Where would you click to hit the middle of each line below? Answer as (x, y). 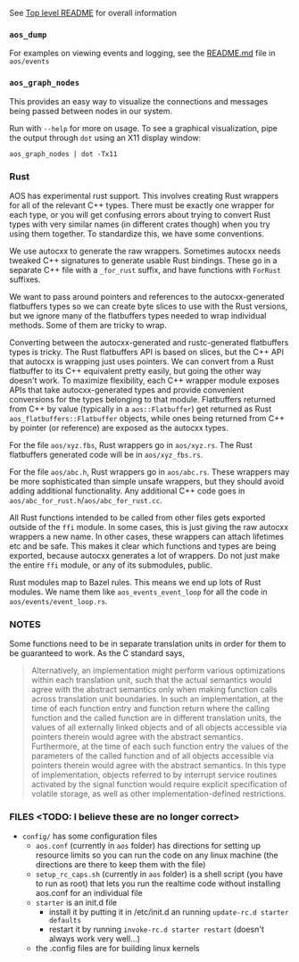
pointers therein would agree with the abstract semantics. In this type (158, 766)
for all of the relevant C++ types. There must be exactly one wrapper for (142, 205)
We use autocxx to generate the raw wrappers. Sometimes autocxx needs (145, 251)
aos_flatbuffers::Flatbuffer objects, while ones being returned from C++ (147, 418)
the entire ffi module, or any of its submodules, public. (111, 565)
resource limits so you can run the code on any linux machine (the (157, 855)
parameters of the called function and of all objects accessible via (152, 756)
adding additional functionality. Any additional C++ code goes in (127, 491)
